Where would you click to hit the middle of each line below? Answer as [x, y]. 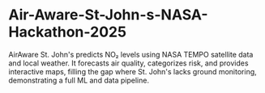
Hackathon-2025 [68, 32]
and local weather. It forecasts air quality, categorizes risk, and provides [128, 63]
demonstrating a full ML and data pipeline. [79, 80]
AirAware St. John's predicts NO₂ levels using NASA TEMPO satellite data [131, 54]
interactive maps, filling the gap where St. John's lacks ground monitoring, [132, 71]
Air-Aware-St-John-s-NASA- [108, 15]
